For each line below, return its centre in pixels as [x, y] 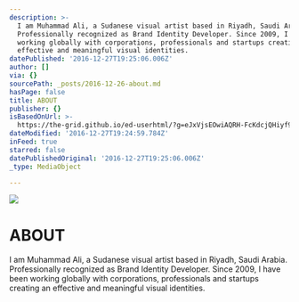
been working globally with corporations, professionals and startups [134, 279]
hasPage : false [37, 92]
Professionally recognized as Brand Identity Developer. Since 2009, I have [145, 269]
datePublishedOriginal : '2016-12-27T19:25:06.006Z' [107, 158]
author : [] [29, 68]
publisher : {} [36, 109]
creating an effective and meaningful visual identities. [107, 288]
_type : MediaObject [45, 167]
